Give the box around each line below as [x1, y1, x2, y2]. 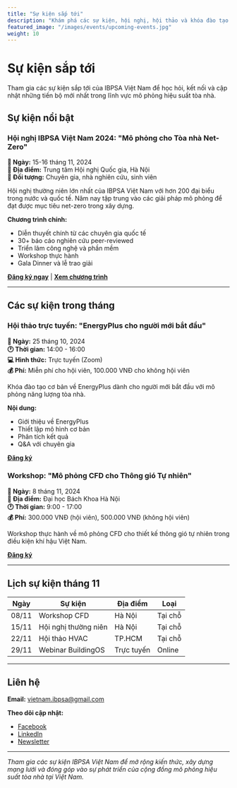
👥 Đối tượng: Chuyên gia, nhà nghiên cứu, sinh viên [7, 172, 157, 181]
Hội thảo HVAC [38, 633, 88, 643]
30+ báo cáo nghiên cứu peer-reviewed [17, 236, 134, 244]
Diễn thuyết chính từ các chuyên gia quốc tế [17, 229, 147, 237]
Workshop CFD [38, 610, 90, 620]
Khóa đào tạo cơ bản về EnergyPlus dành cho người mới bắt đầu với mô [7, 382, 215, 390]
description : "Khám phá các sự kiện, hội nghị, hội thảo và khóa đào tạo [7, 17, 229, 24]
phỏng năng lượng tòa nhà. [7, 390, 86, 398]
